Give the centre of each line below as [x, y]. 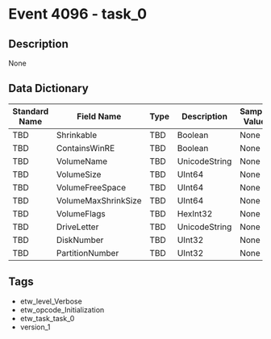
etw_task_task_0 [47, 318]
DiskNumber [80, 240]
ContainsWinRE [85, 148]
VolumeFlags [81, 213]
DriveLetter [77, 227]
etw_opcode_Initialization [62, 310]
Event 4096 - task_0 [78, 14]
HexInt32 [195, 213]
